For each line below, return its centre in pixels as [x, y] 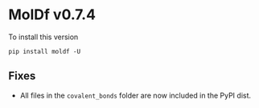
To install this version [43, 37]
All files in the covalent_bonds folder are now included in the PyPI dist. [136, 95]
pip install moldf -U [45, 51]
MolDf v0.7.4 [52, 15]
